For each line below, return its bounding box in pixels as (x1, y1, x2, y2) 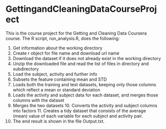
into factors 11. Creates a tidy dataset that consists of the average (12, 107, 146, 114)
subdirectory (12, 65, 39, 72)
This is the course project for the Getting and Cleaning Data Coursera (5, 30, 147, 36)
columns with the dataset (12, 97, 65, 103)
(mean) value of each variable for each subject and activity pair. (12, 113, 143, 119)
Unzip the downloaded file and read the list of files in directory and (12, 61, 149, 66)
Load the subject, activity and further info (12, 71, 98, 77)
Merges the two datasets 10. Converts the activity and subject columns (12, 102, 158, 108)
